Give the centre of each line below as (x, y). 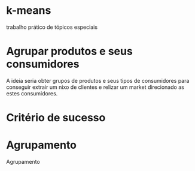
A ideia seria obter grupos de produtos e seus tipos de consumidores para (98, 80)
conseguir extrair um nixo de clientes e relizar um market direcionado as (95, 87)
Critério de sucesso (56, 118)
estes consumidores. (32, 93)
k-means (29, 10)
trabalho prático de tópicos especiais (52, 27)
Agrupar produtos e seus (69, 51)
